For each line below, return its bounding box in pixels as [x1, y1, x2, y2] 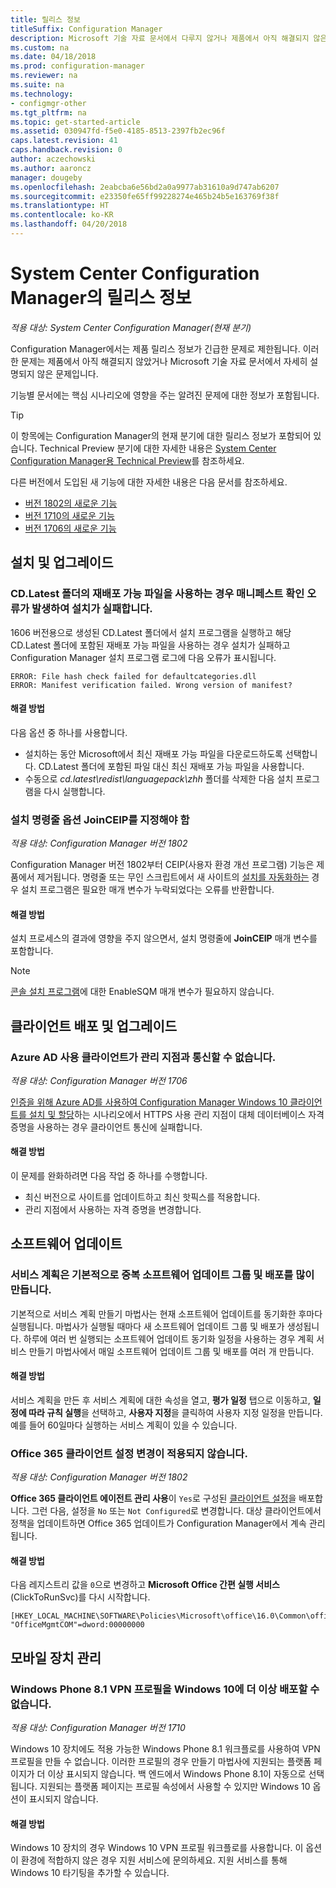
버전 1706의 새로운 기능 [24, 522, 117, 534]
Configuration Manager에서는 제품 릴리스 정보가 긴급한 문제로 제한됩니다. [10, 342, 301, 355]
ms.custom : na [10, 42, 70, 53]
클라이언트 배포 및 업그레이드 [10, 1017, 178, 1035]
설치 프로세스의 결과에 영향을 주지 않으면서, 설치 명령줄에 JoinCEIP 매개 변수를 [10, 932, 318, 945]
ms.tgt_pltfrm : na [10, 107, 87, 118]
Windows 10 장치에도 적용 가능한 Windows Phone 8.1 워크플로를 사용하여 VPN [10, 1743, 321, 1755]
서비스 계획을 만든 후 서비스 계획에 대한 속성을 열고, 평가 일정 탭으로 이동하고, [10, 1394, 311, 1406]
